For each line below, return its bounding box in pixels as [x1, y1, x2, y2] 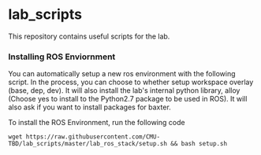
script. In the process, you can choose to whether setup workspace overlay [8, 77, 254, 87]
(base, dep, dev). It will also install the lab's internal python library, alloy [8, 86, 240, 95]
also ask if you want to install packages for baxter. [8, 102, 171, 112]
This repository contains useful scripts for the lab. [8, 31, 170, 41]
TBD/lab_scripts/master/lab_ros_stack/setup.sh [8, 140, 168, 148]
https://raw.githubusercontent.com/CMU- [25, 133, 160, 141]
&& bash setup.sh [170, 140, 227, 148]
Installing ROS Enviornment [8, 51, 116, 62]
